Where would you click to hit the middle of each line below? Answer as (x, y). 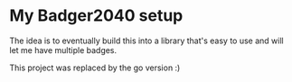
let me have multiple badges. (63, 50)
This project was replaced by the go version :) (95, 68)
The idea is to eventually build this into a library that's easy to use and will (146, 41)
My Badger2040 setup (96, 16)
